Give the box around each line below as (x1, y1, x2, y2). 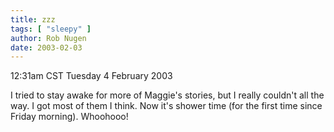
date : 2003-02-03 (10, 42, 83, 53)
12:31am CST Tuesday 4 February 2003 (10, 70, 173, 82)
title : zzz (10, 14, 56, 25)
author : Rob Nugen (10, 33, 87, 43)
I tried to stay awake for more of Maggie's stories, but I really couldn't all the (10, 89, 325, 101)
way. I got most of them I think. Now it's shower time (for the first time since (10, 100, 323, 112)
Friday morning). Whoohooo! (10, 111, 129, 123)
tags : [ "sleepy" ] (10, 24, 92, 34)
